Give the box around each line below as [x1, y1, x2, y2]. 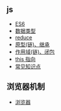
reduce [15, 33, 33, 41]
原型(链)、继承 [15, 41, 50, 48]
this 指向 [15, 55, 36, 62]
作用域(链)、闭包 [15, 48, 55, 55]
